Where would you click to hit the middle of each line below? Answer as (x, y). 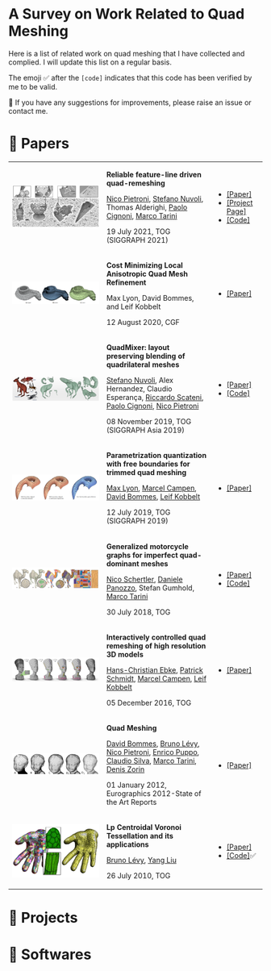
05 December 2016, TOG (149, 702)
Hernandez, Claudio (139, 389)
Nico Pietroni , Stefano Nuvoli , (155, 198)
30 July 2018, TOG (138, 612)
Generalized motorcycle (148, 546)
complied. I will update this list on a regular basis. (90, 62)
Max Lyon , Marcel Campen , (152, 488)
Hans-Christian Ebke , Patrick (154, 669)
